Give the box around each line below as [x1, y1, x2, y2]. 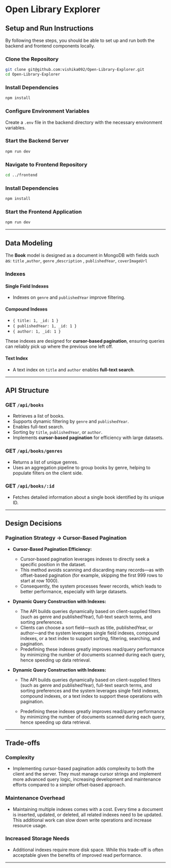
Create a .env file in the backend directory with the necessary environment [5, 119, 162, 125]
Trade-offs [5, 738, 40, 747]
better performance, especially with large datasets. [20, 588, 128, 595]
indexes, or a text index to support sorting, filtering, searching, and [20, 635, 160, 641]
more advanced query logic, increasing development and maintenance [12, 776, 161, 782]
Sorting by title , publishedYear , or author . [12, 429, 103, 436]
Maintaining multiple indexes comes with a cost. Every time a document [12, 806, 163, 812]
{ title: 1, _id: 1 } [12, 318, 59, 323]
